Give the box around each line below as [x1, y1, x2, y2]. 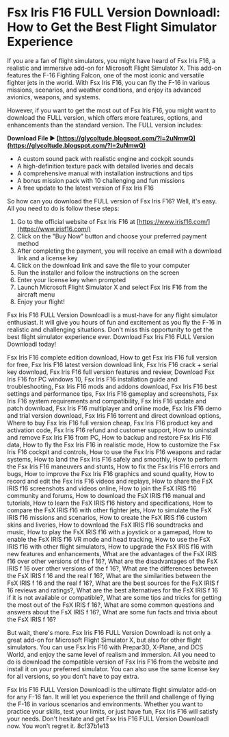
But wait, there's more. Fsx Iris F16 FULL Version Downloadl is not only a [7, 628, 211, 636]
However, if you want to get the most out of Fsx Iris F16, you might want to [7, 106, 217, 114]
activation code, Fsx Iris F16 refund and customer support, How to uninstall [7, 426, 219, 434]
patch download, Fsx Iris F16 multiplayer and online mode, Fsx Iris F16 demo [7, 404, 222, 412]
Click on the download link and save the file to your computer [16, 261, 190, 269]
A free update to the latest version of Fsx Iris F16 [16, 184, 154, 192]
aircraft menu [16, 290, 55, 299]
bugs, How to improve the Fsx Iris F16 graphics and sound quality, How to [7, 469, 215, 477]
